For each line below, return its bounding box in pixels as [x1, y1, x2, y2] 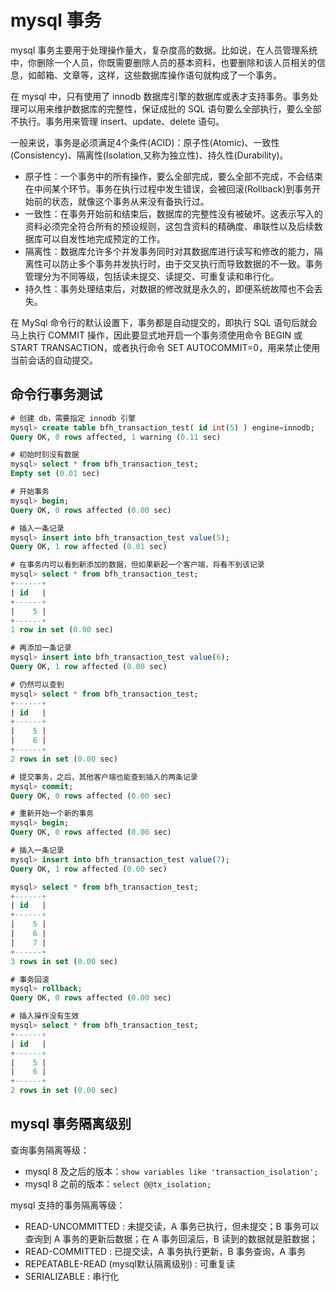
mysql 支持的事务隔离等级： [10, 1199, 126, 1211]
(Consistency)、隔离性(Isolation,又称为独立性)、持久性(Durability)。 [10, 149, 289, 161]
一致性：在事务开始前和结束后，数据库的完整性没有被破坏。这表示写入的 [24, 207, 323, 220]
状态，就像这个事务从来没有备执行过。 [51, 195, 210, 207]
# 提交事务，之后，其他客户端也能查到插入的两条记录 [10, 772, 198, 782]
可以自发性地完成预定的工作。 [42, 232, 166, 245]
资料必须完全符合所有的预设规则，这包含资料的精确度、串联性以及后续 [24, 220, 315, 232]
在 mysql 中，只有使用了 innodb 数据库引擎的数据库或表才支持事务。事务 [10, 90, 310, 102]
